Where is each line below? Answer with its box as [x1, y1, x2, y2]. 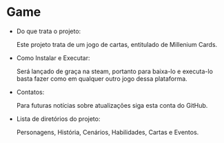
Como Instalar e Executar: [16, 53, 90, 62]
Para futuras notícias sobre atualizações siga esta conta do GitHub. [16, 101, 208, 109]
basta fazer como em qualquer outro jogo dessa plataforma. [16, 74, 187, 83]
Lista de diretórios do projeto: [16, 115, 101, 123]
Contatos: [16, 88, 45, 96]
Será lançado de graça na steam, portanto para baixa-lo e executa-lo [16, 67, 213, 75]
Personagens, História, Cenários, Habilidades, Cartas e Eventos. [16, 128, 199, 136]
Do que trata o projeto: [16, 27, 81, 35]
